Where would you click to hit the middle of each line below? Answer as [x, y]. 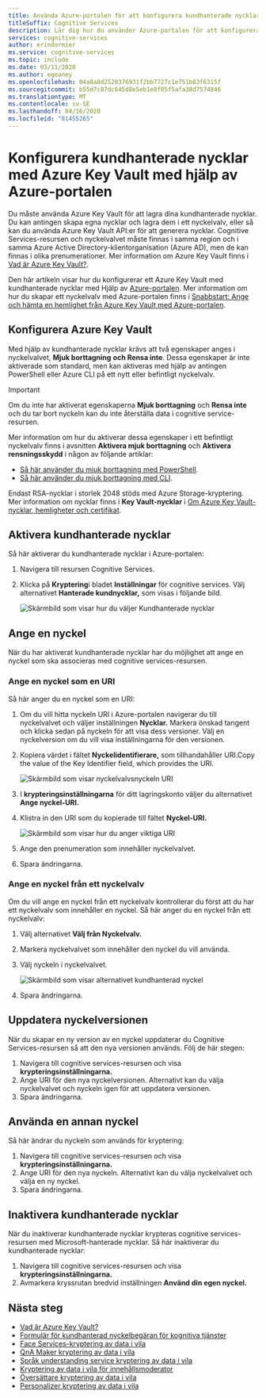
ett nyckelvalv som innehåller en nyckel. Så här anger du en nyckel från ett [129, 910]
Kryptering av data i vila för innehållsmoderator [96, 1369]
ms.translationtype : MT [47, 97]
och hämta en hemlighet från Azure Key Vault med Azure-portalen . [117, 304]
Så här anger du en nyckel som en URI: [72, 699]
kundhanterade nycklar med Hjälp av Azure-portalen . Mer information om [128, 288]
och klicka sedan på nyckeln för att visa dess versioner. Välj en [122, 731]
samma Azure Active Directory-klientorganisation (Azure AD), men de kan [129, 247]
